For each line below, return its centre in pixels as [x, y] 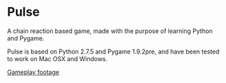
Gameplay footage [33, 72]
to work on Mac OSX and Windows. [57, 58]
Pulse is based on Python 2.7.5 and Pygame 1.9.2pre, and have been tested [113, 51]
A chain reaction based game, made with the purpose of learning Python [110, 31]
